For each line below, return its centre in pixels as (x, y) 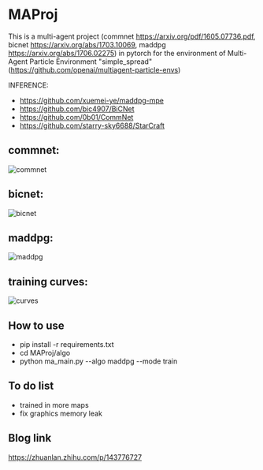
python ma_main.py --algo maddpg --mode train (98, 361)
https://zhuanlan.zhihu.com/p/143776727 (75, 457)
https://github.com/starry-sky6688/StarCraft (92, 125)
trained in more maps (54, 405)
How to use (36, 325)
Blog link (30, 438)
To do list (31, 386)
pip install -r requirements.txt (67, 344)
